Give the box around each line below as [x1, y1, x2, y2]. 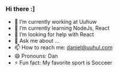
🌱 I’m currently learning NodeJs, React [14, 24, 110, 32]
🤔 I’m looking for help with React [14, 31, 94, 38]
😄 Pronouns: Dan [14, 52, 58, 60]
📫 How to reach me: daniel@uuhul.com [14, 44, 113, 51]
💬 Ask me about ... [14, 37, 60, 45]
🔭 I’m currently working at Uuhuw [14, 18, 97, 26]
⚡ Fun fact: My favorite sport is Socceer [14, 59, 113, 67]
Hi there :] [5, 5, 35, 13]
